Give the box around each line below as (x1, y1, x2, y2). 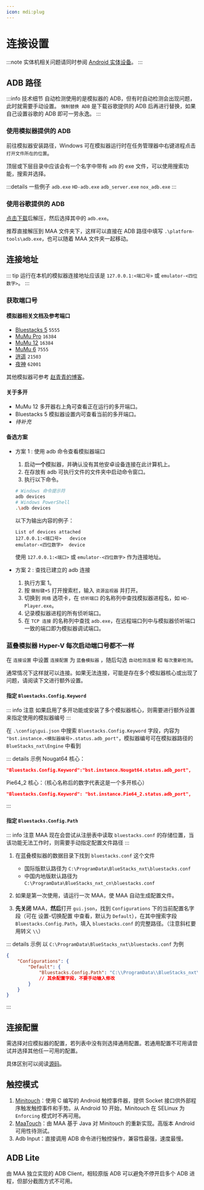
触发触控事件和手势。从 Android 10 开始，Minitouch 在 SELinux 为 (20, 1104, 185, 1112)
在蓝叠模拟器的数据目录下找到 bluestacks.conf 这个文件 (15, 852, 155, 859)
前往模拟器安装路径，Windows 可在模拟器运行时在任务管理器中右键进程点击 (6, 142, 196, 149)
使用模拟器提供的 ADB (6, 127, 71, 136)
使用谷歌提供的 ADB (6, 199, 65, 208)
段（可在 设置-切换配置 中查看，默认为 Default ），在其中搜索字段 (15, 912, 177, 920)
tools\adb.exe (6, 236, 42, 242)
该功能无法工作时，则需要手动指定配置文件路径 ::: (6, 839, 130, 847)
